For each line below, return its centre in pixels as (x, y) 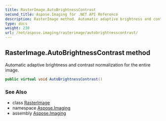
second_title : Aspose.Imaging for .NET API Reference (62, 14)
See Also (16, 92)
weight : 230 (17, 28)
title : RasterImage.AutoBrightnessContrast (51, 10)
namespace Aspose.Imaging (41, 108)
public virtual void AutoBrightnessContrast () (54, 79)
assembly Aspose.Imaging (39, 113)
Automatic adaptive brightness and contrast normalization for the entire (78, 64)
